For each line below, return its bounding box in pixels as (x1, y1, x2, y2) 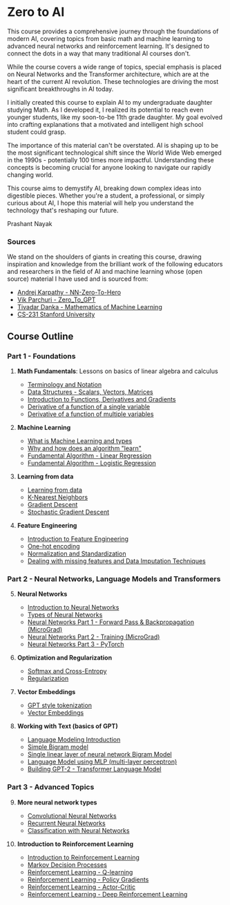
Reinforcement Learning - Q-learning (27, 868, 133, 876)
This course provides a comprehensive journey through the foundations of (7, 27, 219, 35)
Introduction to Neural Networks (27, 603, 119, 612)
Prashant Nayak (7, 219, 52, 227)
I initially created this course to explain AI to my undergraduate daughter (7, 98, 213, 106)
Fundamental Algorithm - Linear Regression (27, 451, 152, 460)
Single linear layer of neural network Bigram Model (27, 750, 172, 759)
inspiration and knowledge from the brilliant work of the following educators (7, 260, 223, 268)
